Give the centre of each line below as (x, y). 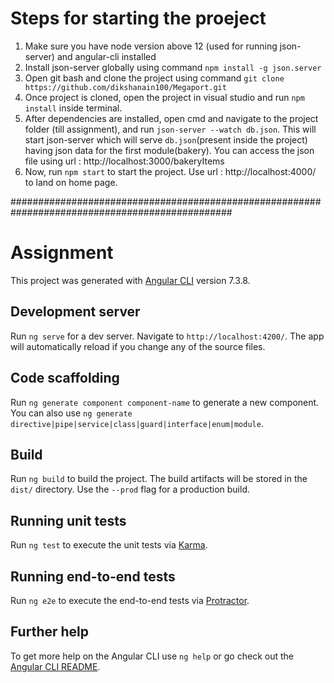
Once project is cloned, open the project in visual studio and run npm (164, 97)
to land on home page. (71, 182)
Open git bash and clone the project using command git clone (154, 78)
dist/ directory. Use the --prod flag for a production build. (130, 489)
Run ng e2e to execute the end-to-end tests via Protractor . (130, 600)
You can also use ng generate (71, 413)
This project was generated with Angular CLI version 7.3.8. (130, 280)
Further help (50, 632)
